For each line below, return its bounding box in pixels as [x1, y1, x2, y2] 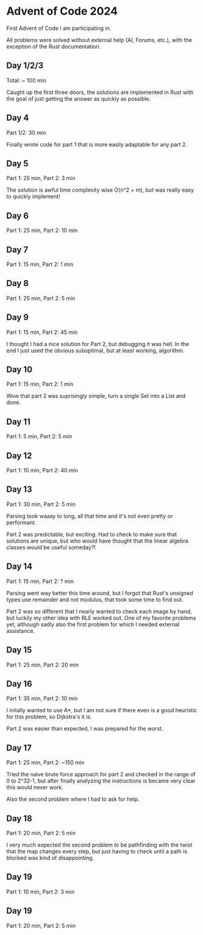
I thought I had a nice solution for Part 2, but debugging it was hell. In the [6, 340, 190, 347]
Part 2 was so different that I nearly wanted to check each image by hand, [6, 607, 192, 615]
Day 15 [6, 645, 32, 655]
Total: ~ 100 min [6, 76, 47, 84]
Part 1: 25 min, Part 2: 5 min [6, 294, 76, 301]
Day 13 [6, 484, 32, 495]
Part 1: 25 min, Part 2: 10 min [6, 227, 78, 234]
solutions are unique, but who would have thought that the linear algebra [6, 537, 189, 544]
